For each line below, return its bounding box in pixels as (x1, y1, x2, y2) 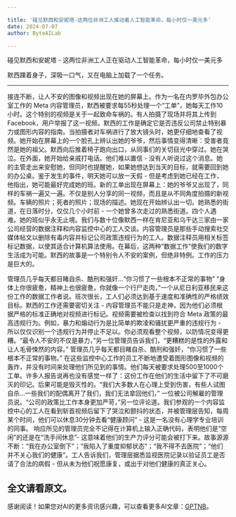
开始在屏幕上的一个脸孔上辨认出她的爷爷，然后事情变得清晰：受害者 (25, 137, 223, 145)
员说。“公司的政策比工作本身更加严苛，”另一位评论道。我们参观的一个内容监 (7, 398, 225, 406)
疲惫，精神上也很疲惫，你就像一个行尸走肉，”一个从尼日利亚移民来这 (31, 283, 229, 292)
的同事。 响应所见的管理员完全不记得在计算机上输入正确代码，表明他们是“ (7, 424, 221, 433)
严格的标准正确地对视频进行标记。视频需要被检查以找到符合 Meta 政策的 (13, 310, 223, 318)
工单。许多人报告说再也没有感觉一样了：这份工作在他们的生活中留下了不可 (7, 371, 223, 380)
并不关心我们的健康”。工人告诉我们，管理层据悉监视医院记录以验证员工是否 (7, 451, 226, 459)
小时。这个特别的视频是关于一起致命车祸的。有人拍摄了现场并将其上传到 (7, 110, 216, 118)
